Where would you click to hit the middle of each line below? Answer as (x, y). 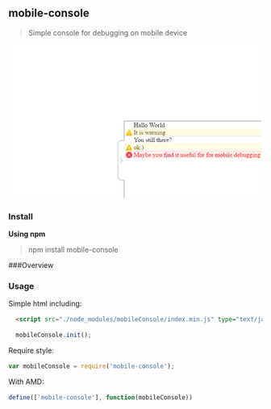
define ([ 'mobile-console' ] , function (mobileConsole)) (101, 398)
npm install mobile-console (73, 250)
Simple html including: (45, 304)
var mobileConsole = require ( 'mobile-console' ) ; (92, 366)
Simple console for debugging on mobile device (108, 32)
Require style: (31, 351)
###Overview (31, 265)
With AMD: (26, 382)
